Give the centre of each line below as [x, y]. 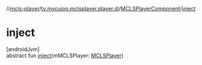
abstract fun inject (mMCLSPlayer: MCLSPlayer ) [65, 55]
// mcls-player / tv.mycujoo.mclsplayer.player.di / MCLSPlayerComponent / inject [101, 9]
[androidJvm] [23, 49]
